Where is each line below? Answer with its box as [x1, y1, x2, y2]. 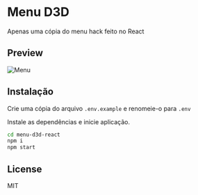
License [7, 163, 42, 175]
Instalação [7, 86, 54, 98]
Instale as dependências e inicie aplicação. [7, 117, 131, 126]
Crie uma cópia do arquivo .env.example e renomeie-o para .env [7, 104, 191, 112]
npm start [7, 144, 36, 151]
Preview [7, 47, 44, 59]
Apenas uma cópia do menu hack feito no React [7, 27, 145, 35]
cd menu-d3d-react [7, 131, 60, 138]
